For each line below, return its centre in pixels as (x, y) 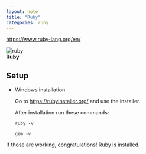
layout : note (22, 12)
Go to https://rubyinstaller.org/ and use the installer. (77, 101)
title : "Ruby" (24, 17)
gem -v (23, 134)
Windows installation (40, 90)
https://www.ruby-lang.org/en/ (43, 40)
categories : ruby (27, 22)
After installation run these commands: (62, 113)
